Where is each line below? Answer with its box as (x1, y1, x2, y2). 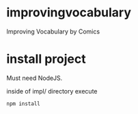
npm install (6, 100, 40, 107)
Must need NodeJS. (6, 74, 63, 82)
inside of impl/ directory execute (6, 87, 98, 95)
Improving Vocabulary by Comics (6, 27, 100, 35)
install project (6, 51, 86, 67)
